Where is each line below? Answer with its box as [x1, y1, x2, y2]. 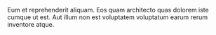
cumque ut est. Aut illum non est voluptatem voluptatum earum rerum [7, 13, 208, 21]
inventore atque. [7, 21, 55, 28]
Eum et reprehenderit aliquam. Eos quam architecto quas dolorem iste [7, 6, 209, 14]
